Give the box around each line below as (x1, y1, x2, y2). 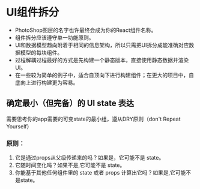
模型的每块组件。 (20, 49, 63, 56)
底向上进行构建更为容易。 (14, 79, 79, 86)
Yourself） (6, 122, 32, 130)
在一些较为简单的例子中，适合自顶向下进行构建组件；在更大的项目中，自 (14, 71, 194, 79)
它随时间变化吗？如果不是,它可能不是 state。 (14, 161, 126, 169)
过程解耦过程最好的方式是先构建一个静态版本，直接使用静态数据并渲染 (14, 56, 189, 64)
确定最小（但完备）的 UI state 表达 (6, 98, 134, 109)
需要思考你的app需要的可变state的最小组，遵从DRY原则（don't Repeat (6, 115, 181, 122)
